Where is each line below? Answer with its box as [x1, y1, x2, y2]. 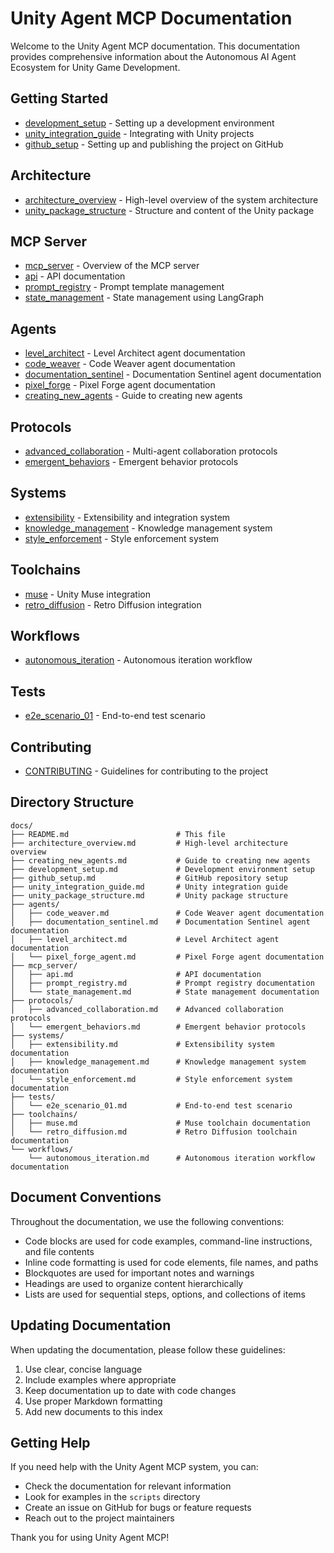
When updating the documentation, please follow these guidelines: [10, 1343, 286, 1356]
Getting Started [10, 90, 109, 107]
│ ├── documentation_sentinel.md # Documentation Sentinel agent [10, 917, 311, 927]
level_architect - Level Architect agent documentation [24, 347, 246, 359]
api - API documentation [24, 270, 126, 282]
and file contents [24, 1245, 95, 1257]
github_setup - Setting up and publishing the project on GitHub [24, 138, 284, 150]
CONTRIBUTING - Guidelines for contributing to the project [24, 765, 269, 777]
